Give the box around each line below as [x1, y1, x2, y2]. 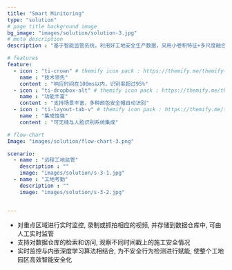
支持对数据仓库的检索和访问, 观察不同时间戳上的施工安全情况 [17, 238, 191, 246]
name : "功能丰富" [19, 93, 68, 100]
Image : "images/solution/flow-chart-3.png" [7, 137, 135, 145]
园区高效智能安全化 [17, 255, 72, 263]
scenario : [7, 150, 36, 157]
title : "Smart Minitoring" [7, 10, 85, 17]
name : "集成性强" [19, 113, 68, 119]
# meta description [7, 36, 64, 43]
